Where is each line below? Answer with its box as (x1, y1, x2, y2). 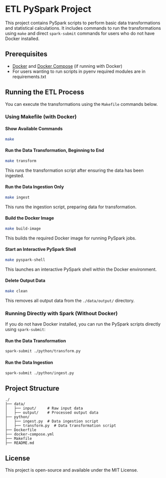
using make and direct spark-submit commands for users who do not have (5, 30, 155, 36)
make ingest (5, 194, 30, 200)
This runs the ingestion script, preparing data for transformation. (5, 204, 137, 210)
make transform (5, 158, 37, 163)
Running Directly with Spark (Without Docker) (5, 310, 118, 317)
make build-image (5, 226, 41, 231)
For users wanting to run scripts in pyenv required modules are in (12, 68, 146, 74)
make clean (5, 288, 28, 294)
